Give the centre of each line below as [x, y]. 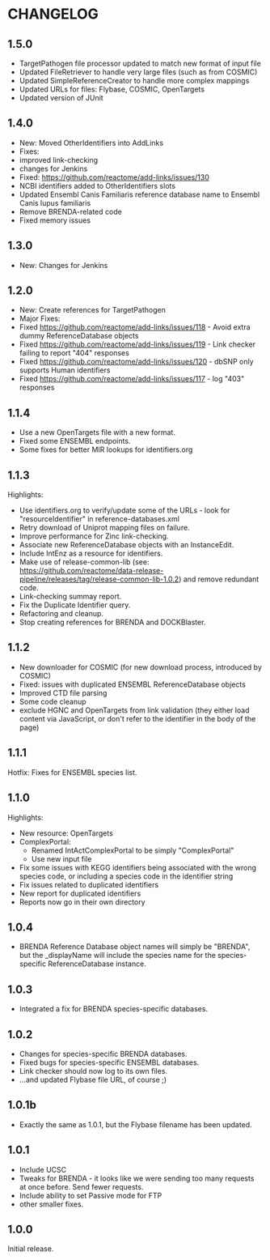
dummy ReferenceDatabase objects [79, 336]
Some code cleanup [53, 701]
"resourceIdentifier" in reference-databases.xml [99, 519]
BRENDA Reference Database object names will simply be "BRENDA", [135, 947]
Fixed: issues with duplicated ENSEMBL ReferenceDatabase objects [132, 684]
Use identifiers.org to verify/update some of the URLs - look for [124, 510]
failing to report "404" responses [74, 353]
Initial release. [31, 1249]
